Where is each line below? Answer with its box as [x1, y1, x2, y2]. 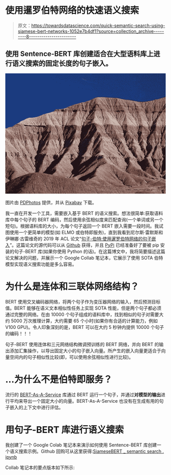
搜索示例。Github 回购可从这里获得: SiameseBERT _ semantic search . [18, 448, 164, 454]
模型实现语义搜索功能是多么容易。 [5, 261, 77, 267]
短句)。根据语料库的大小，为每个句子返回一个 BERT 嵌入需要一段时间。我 [5, 222, 159, 229]
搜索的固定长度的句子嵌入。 [25, 59, 112, 68]
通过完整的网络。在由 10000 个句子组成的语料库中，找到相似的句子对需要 [5, 311, 159, 317]
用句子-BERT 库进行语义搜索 [5, 424, 124, 435]
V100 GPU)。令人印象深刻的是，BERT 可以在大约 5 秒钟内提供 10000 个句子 [5, 324, 164, 330]
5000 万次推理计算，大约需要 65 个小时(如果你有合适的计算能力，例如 [11, 318, 158, 324]
